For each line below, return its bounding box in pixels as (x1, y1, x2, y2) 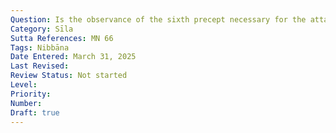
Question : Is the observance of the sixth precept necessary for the (10, 14, 307, 25)
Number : (10, 98, 43, 108)
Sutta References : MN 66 (10, 33, 114, 43)
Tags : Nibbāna (10, 42, 70, 53)
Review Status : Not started (10, 71, 128, 81)
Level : (10, 80, 38, 90)
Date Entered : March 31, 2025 (10, 52, 137, 62)
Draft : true (10, 107, 60, 118)
